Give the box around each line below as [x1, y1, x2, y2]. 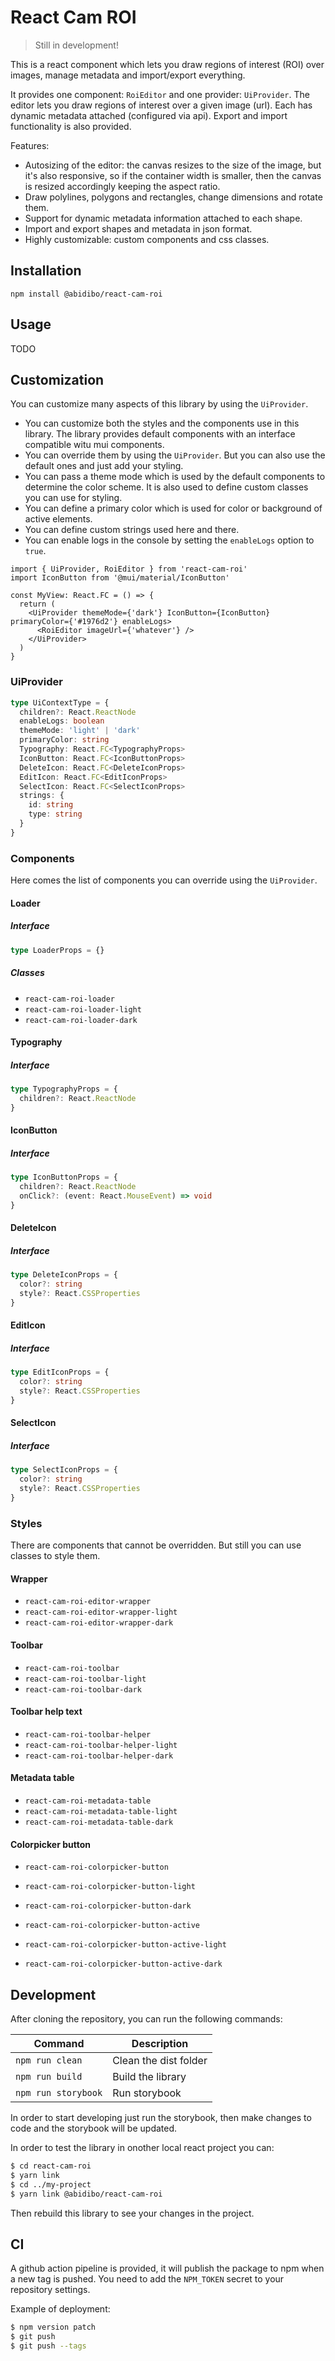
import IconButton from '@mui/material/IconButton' [10, 573, 230, 583]
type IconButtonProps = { [10, 1172, 118, 1183]
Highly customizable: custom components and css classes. [24, 233, 270, 245]
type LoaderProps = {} [10, 945, 105, 955]
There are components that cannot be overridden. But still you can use [10, 1539, 302, 1551]
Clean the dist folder [112, 2054, 208, 2068]
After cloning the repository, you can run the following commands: [10, 2013, 283, 2025]
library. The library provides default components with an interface [24, 428, 296, 440]
